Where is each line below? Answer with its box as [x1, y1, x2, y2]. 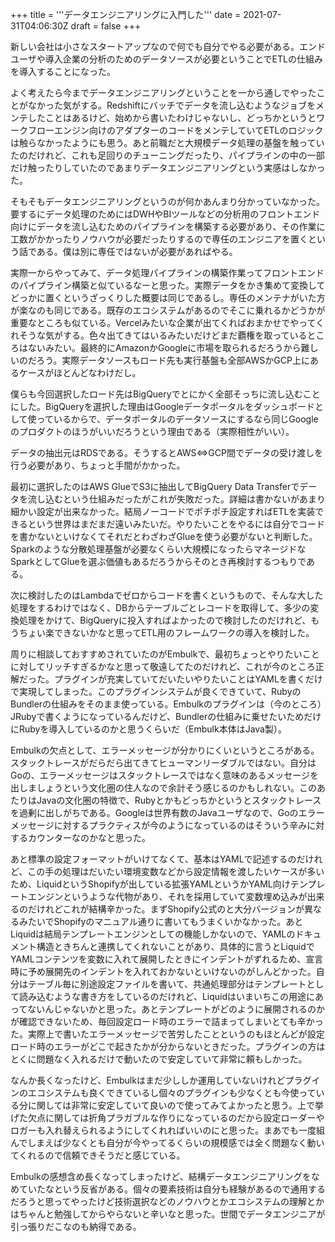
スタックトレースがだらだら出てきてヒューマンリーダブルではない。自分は [10, 757, 317, 768]
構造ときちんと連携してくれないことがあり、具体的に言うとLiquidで [36, 941, 315, 952]
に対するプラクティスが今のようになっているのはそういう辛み [53, 819, 308, 831]
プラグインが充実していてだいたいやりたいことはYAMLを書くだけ [53, 673, 323, 685]
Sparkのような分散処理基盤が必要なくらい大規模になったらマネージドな [10, 543, 307, 555]
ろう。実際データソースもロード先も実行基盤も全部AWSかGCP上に [36, 354, 310, 366]
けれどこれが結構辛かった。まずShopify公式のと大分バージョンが [36, 903, 305, 915]
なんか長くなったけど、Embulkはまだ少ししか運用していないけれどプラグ [10, 1074, 312, 1086]
